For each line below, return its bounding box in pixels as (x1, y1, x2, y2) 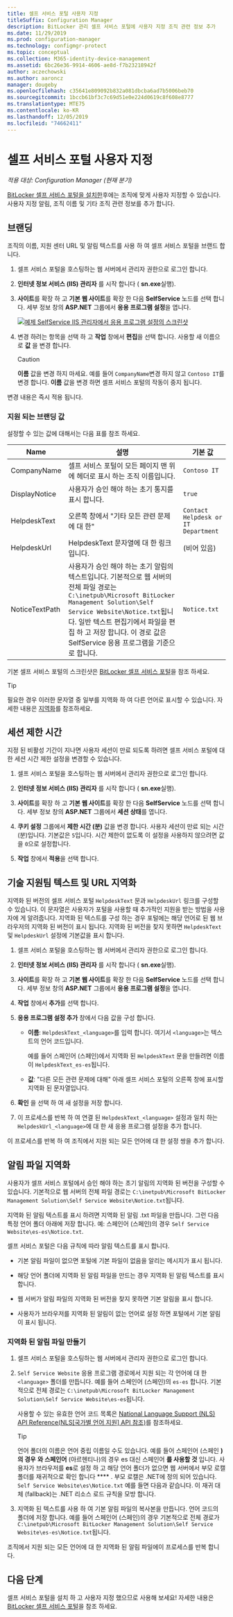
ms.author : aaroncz (7, 74, 64, 82)
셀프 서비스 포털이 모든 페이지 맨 (68, 461, 168, 471)
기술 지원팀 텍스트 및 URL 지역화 (7, 877, 137, 888)
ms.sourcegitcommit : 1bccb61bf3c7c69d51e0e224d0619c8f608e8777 (7, 94, 194, 101)
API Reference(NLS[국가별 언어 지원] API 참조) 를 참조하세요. (17, 1419, 183, 1427)
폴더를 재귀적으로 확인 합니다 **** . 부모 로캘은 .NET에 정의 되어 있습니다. (17, 1473, 217, 1481)
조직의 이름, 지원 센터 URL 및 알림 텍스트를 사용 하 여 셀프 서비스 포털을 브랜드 (7, 242, 218, 250)
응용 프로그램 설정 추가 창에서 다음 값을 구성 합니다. (17, 1014, 155, 1022)
